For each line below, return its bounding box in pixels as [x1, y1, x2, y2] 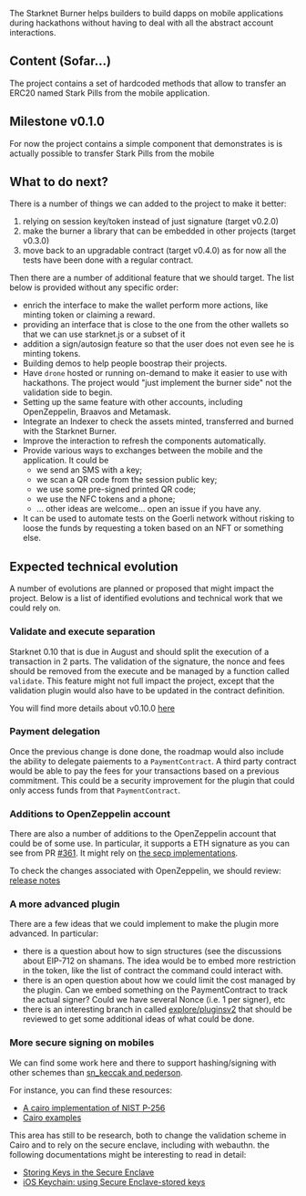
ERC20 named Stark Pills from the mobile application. [9, 87, 210, 99]
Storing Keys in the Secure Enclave [22, 1167, 155, 1178]
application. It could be [22, 455, 109, 466]
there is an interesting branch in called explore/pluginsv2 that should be [22, 1004, 293, 1015]
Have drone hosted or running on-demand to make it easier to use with [22, 368, 288, 379]
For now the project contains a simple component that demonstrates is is [9, 138, 283, 149]
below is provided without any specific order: [9, 282, 179, 293]
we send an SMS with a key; [36, 464, 143, 475]
